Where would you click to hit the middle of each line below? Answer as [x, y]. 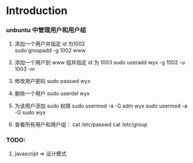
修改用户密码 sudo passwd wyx [52, 81]
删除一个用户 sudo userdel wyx [52, 93]
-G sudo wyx [30, 113]
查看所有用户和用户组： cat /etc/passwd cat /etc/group [81, 124]
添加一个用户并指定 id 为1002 [50, 44]
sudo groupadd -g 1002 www [50, 50]
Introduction [37, 11]
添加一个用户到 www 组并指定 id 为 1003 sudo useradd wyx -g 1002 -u [100, 63]
